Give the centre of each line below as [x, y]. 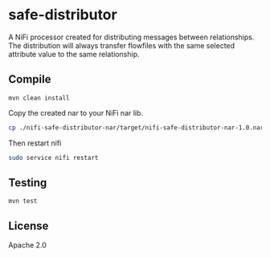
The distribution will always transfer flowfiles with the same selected [122, 45]
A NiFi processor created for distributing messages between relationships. [131, 37]
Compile [30, 79]
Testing [28, 182]
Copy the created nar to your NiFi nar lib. [76, 113]
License [29, 225]
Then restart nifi [35, 143]
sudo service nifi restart [53, 158]
